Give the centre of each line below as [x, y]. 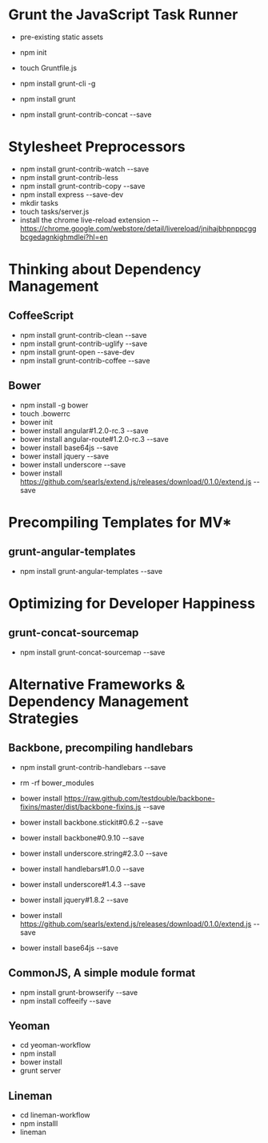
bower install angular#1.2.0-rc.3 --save [84, 431]
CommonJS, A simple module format [102, 973]
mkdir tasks [39, 203]
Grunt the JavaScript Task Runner [123, 15]
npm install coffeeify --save [66, 1001]
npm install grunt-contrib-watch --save [84, 169]
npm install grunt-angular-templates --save [91, 571]
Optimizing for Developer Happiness [132, 603]
